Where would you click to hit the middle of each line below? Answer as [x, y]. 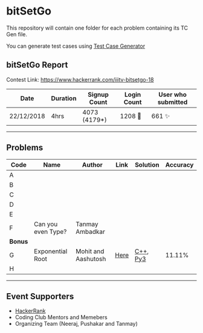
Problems [25, 148]
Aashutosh [91, 259]
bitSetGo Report [37, 65]
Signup [98, 94]
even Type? [50, 231]
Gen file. [17, 34]
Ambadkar [90, 231]
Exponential [51, 251]
